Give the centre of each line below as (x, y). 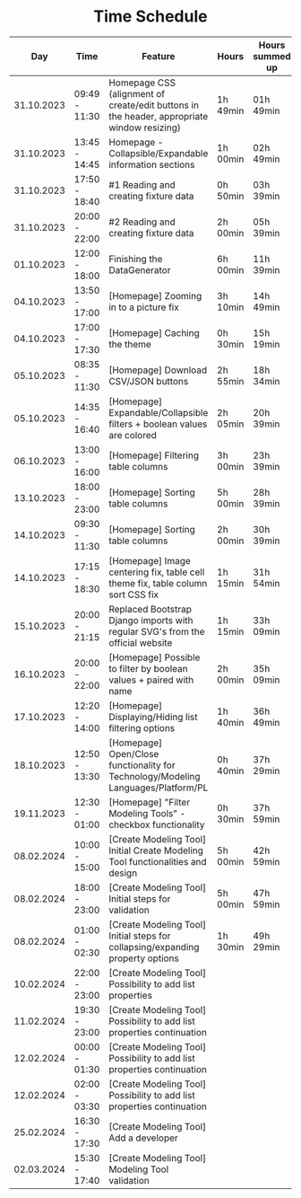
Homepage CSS (142, 83)
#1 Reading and (142, 184)
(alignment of (137, 93)
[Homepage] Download (158, 370)
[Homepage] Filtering (154, 455)
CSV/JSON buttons (149, 381)
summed (271, 56)
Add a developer (144, 1138)
